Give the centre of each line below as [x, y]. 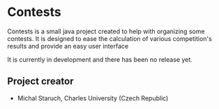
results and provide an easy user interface [68, 46]
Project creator [40, 82]
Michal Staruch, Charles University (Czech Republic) [93, 98]
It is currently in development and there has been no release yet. [100, 59]
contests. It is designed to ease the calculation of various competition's [110, 38]
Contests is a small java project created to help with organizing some [106, 31]
